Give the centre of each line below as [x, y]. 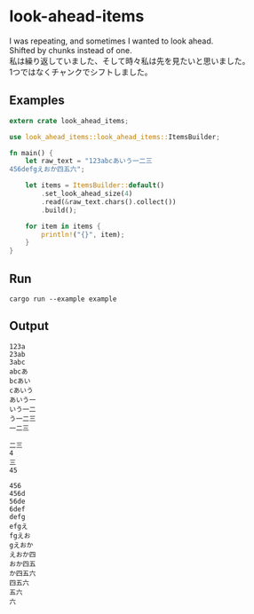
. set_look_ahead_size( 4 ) [87, 193]
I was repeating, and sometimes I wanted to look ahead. [111, 41]
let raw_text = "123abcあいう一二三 [89, 161]
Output [29, 326]
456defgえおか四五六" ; [47, 169]
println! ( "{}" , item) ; [83, 234]
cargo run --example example [63, 299]
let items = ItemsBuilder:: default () [95, 185]
